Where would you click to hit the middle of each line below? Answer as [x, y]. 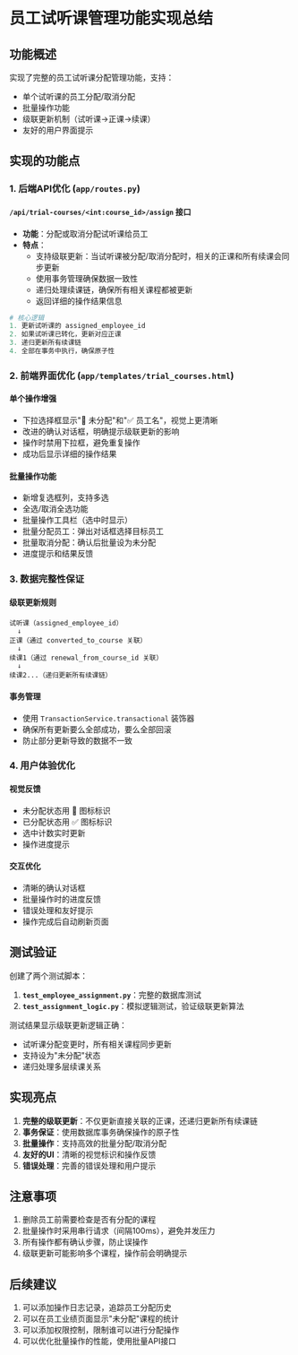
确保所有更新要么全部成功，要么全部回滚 [97, 729]
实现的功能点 [45, 161]
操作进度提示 [46, 844]
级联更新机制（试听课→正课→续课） [89, 119]
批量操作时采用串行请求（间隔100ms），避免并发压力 [119, 1231]
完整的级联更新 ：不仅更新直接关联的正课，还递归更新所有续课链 [140, 1120]
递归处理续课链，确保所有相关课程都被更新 [114, 289]
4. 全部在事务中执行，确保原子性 [62, 351]
